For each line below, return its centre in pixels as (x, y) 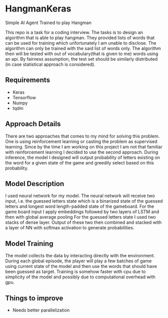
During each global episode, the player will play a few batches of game (78, 261)
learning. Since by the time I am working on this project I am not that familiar (84, 146)
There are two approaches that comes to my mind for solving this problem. (82, 136)
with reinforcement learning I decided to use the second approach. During (82, 152)
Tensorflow (24, 97)
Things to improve (34, 298)
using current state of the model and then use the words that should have (81, 266)
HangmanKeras (38, 9)
